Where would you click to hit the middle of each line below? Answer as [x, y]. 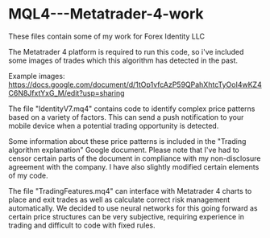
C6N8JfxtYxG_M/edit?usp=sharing [66, 92]
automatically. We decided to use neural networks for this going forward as [133, 208]
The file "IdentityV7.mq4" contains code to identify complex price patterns [132, 109]
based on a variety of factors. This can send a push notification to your [126, 117]
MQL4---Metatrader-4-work [106, 14]
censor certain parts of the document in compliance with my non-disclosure [135, 158]
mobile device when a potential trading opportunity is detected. [114, 125]
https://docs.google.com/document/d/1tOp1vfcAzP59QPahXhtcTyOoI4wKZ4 [135, 84]
